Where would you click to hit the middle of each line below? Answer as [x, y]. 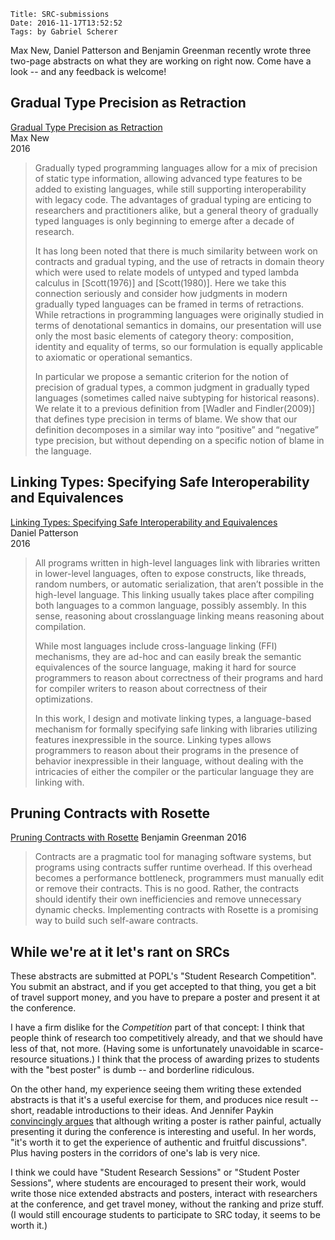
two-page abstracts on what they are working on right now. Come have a [161, 61]
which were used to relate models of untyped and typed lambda [167, 272]
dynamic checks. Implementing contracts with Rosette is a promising [176, 910]
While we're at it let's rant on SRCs [120, 951]
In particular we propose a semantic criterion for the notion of [161, 376]
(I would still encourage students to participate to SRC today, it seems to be [165, 1215]
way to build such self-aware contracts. [116, 921]
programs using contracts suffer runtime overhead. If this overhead [173, 867]
